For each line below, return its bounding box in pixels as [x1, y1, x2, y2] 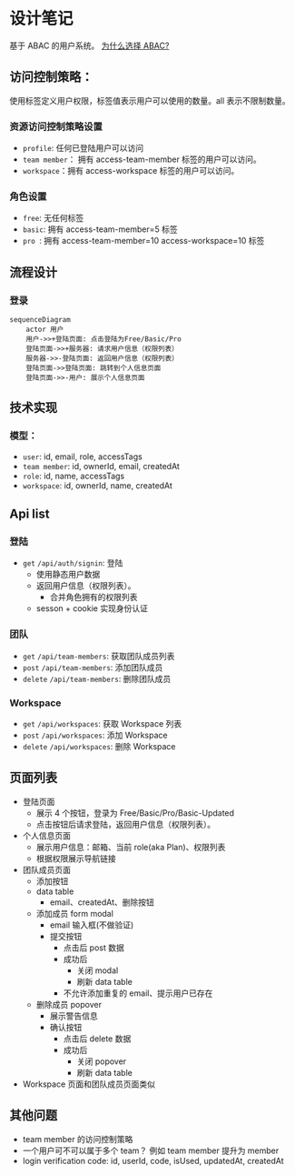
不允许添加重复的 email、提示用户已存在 [63, 988, 213, 999]
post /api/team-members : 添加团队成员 [22, 661, 163, 673]
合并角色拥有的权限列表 [49, 592, 138, 603]
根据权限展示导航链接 [35, 852, 116, 864]
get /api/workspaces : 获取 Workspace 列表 [22, 718, 182, 728]
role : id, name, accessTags [22, 470, 125, 481]
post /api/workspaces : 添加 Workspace [22, 729, 168, 740]
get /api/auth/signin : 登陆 [22, 557, 123, 568]
